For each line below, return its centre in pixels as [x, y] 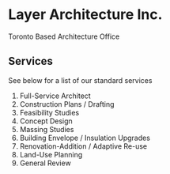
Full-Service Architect [55, 96]
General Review [45, 163]
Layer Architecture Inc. [85, 15]
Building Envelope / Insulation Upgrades [85, 138]
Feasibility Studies [49, 112]
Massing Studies [47, 129]
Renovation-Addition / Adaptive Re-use [83, 146]
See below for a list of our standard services [80, 80]
